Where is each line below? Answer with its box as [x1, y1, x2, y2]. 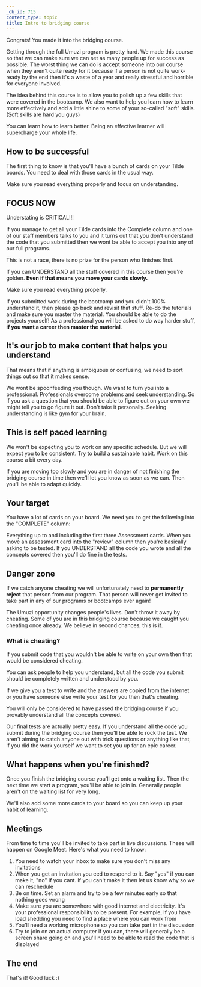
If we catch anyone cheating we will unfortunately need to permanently [6, 584, 184, 592]
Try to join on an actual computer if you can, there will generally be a [14, 928, 185, 935]
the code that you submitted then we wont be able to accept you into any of [6, 238, 194, 246]
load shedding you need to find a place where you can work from [14, 915, 177, 923]
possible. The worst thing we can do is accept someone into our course [6, 61, 184, 68]
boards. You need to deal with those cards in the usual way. [6, 169, 154, 176]
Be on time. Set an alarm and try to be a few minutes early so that [14, 890, 177, 897]
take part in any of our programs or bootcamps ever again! [6, 597, 151, 605]
